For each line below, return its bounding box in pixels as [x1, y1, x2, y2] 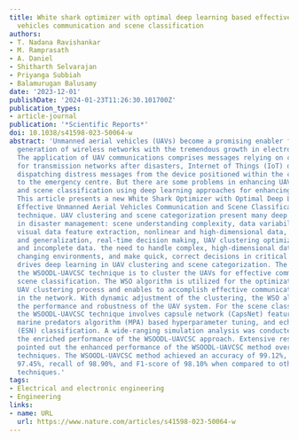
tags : [9, 376, 29, 385]
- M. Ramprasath [9, 46, 69, 55]
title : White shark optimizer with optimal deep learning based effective [9, 12, 292, 22]
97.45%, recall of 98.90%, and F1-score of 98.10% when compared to [17, 359, 276, 368]
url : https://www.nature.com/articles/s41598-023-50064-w [17, 417, 237, 426]
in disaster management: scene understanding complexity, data [17, 219, 255, 228]
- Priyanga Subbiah [9, 71, 82, 80]
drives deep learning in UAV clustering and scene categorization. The [17, 261, 288, 270]
